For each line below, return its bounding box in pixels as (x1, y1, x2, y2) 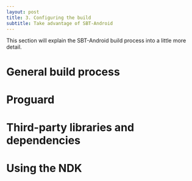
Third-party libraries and (6, 120, 135, 134)
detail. (6, 43, 23, 51)
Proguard (6, 93, 55, 107)
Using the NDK (6, 161, 82, 176)
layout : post (6, 9, 40, 15)
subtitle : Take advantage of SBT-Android (6, 20, 113, 26)
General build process (6, 65, 120, 79)
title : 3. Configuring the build (6, 15, 91, 21)
